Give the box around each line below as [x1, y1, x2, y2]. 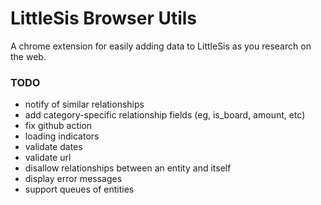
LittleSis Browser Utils [10, 7, 198, 30]
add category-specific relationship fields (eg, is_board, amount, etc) [24, 109, 306, 121]
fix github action [24, 120, 93, 132]
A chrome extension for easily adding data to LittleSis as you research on [10, 40, 312, 52]
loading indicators [24, 130, 100, 142]
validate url [24, 152, 72, 164]
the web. [10, 50, 47, 62]
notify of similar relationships [24, 98, 145, 111]
